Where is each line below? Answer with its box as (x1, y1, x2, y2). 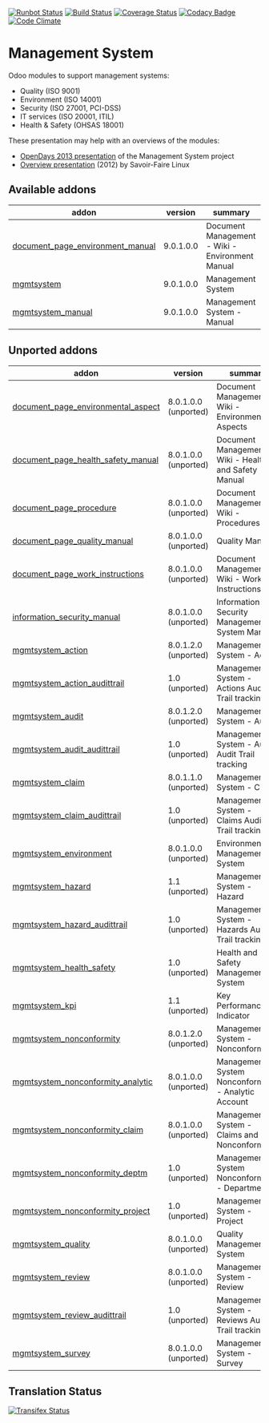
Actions (215, 682, 246, 693)
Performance (215, 1000, 266, 1011)
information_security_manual (12, 611, 121, 623)
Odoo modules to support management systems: (8, 71, 170, 80)
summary (212, 207, 251, 218)
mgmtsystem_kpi (12, 1000, 77, 1011)
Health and (215, 946, 258, 957)
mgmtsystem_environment (12, 848, 112, 859)
